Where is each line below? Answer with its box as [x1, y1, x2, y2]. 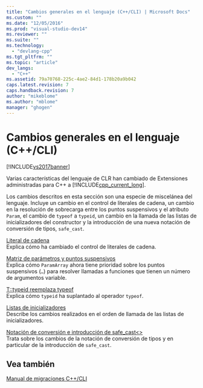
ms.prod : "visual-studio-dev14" [6, 25, 88, 32]
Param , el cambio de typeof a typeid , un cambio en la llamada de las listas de [6, 212, 197, 219]
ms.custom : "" [6, 15, 42, 21]
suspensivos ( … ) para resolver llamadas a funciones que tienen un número [6, 268, 190, 275]
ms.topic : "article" [6, 59, 59, 65]
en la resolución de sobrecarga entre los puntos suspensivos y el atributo [6, 206, 189, 213]
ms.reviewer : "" [6, 31, 47, 37]
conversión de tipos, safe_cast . [6, 225, 85, 233]
